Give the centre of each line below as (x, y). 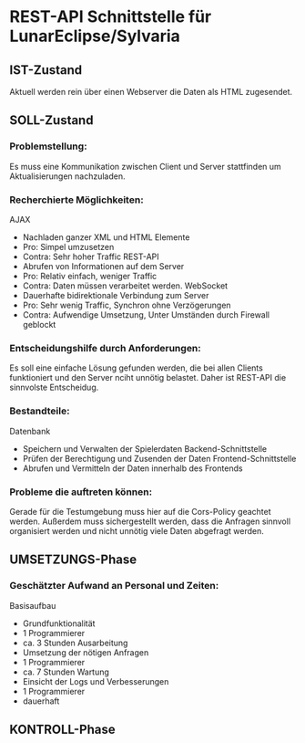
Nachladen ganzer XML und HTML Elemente (106, 237)
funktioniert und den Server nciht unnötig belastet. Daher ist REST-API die (148, 378)
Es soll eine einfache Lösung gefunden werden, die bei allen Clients (137, 368)
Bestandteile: (40, 411)
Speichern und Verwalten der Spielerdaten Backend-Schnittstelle (144, 448)
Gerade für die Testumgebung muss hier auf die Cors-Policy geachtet (140, 511)
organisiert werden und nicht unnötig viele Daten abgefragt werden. (137, 530)
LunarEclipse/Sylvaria (95, 36)
